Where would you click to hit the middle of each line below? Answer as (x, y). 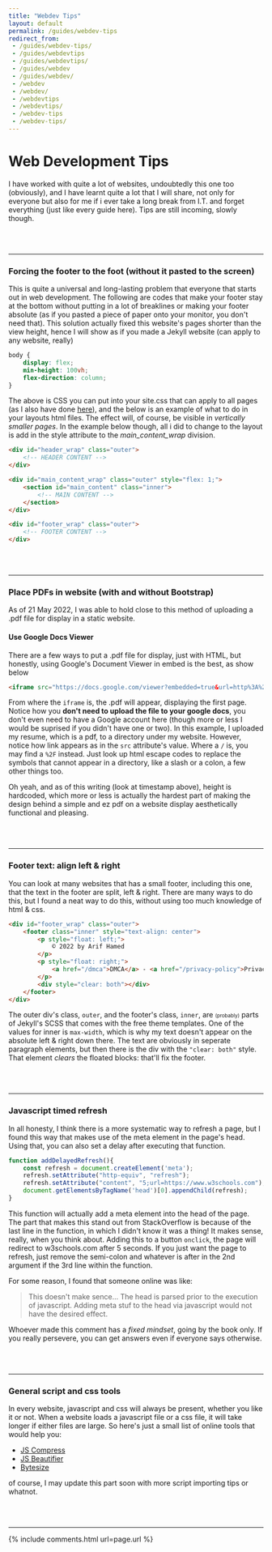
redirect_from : (34, 38)
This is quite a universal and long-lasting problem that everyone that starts (132, 289)
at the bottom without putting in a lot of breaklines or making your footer (129, 306)
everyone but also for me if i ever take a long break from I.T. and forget (126, 201)
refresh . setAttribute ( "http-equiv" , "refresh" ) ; (106, 1175)
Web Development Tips (89, 162)
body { (19, 356)
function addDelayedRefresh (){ (61, 1160)
